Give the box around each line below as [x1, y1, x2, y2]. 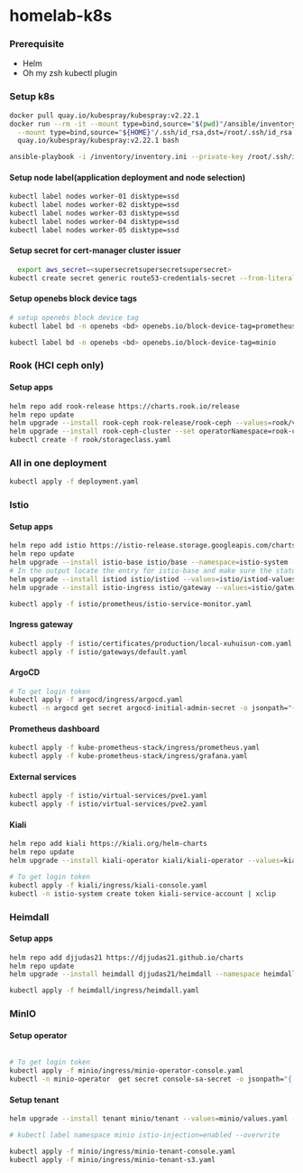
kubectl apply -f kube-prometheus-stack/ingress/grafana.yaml [9, 752, 248, 761]
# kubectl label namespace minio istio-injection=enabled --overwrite [9, 1131, 280, 1140]
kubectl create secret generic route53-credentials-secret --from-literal [9, 273, 297, 283]
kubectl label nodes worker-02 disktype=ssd [9, 201, 179, 210]
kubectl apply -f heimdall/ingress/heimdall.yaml [9, 986, 200, 995]
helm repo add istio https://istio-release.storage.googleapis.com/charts [9, 541, 297, 550]
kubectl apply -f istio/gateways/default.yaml [9, 647, 188, 656]
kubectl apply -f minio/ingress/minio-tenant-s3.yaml [9, 1155, 216, 1164]
